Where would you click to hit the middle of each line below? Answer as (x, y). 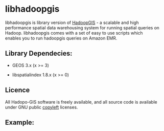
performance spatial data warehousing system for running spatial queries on (82, 27)
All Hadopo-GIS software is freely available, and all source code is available (81, 102)
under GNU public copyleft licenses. (42, 107)
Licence (18, 90)
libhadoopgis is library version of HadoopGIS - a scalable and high (72, 22)
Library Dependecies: (39, 54)
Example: (20, 122)
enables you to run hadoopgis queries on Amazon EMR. (61, 38)
